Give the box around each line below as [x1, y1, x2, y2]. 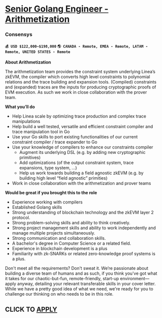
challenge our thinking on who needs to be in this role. [5, 291, 114, 297]
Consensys [5, 31, 32, 38]
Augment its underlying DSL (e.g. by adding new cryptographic [19, 150, 146, 155]
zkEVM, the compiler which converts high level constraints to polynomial [5, 74, 150, 80]
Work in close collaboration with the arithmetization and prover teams [12, 181, 151, 186]
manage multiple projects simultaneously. [12, 230, 96, 236]
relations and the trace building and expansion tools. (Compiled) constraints [5, 79, 157, 85]
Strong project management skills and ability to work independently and [12, 225, 156, 231]
